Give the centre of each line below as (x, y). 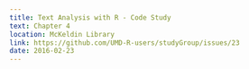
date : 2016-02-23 (42, 51)
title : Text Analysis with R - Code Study (90, 17)
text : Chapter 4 (40, 26)
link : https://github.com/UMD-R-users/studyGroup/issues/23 (125, 43)
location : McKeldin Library (62, 34)
